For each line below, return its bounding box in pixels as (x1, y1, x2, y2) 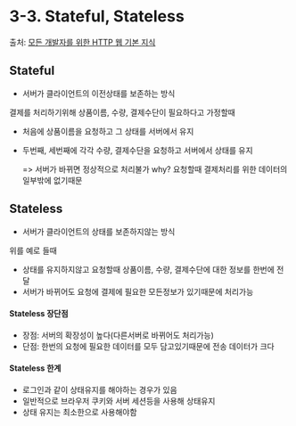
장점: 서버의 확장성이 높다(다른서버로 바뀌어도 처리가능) (21, 330, 214, 340)
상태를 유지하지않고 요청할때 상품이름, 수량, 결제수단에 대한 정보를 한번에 (21, 264, 275, 274)
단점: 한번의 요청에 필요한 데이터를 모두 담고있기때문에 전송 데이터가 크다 (21, 340, 275, 351)
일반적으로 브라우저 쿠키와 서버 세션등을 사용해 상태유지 (21, 395, 216, 406)
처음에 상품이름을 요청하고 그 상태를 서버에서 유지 (21, 126, 194, 136)
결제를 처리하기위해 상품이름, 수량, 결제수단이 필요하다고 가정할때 (9, 107, 236, 118)
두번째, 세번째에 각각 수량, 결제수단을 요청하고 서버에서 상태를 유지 (21, 144, 253, 155)
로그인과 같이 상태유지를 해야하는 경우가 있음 (21, 384, 178, 395)
